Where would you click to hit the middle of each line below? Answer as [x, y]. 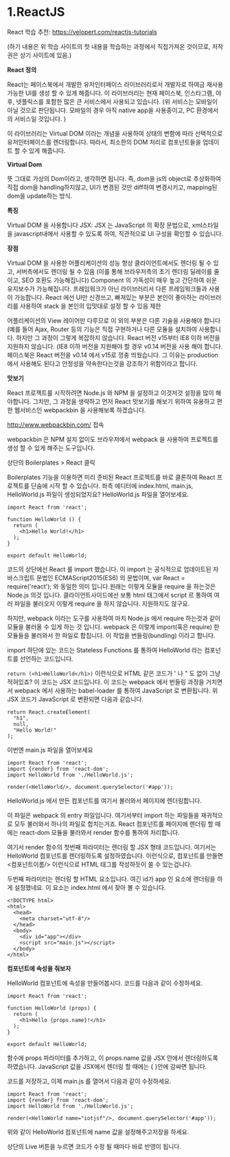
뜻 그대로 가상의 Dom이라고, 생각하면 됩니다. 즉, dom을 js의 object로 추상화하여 [114, 178]
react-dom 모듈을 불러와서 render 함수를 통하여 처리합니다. [100, 832]
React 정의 [22, 70]
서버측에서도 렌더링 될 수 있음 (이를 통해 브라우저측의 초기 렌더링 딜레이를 [114, 271]
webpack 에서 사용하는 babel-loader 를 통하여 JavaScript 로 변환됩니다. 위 [116, 690]
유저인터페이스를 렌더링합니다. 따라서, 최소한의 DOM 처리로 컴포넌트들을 [104, 142]
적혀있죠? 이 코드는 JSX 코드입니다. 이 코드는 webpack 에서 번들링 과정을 [106, 681]
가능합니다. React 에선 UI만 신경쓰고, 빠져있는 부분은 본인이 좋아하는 [106, 297]
